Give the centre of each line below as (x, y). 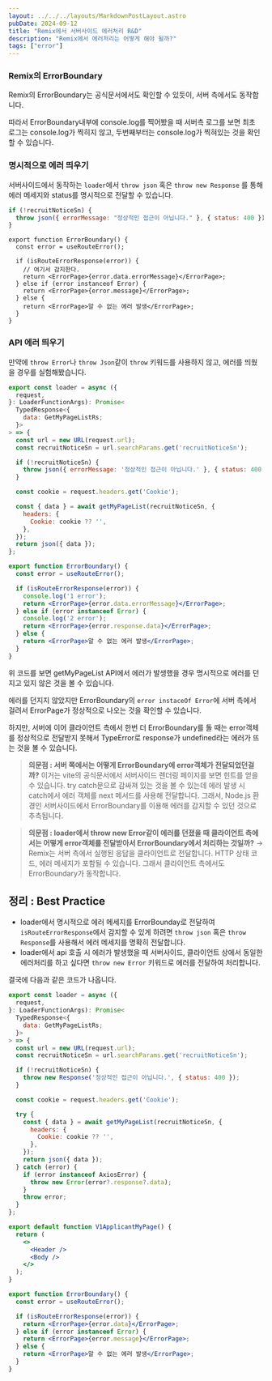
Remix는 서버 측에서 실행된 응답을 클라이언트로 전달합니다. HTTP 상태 (138, 853)
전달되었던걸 (235, 765)
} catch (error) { (47, 1167)
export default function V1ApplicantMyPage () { (90, 1227)
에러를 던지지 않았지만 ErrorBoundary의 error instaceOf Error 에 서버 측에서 (132, 700)
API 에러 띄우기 (36, 343)
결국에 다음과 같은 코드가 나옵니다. (62, 980)
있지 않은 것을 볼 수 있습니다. (68, 683)
